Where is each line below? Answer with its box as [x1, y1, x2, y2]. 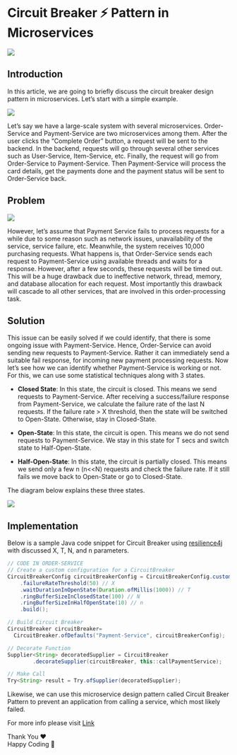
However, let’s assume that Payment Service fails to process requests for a [7, 226, 225, 235]
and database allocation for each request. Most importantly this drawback [7, 279, 222, 288]
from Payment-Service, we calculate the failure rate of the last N [17, 400, 205, 408]
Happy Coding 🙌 [7, 740, 55, 749]
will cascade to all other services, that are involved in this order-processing [7, 287, 226, 295]
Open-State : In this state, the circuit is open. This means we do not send [17, 429, 229, 437]
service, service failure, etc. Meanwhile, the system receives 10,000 [7, 241, 205, 250]
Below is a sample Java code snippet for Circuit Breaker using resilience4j [7, 538, 223, 548]
